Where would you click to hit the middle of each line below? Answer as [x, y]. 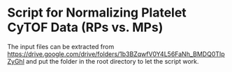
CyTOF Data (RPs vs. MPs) [85, 27]
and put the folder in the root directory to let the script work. [112, 61]
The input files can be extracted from [61, 46]
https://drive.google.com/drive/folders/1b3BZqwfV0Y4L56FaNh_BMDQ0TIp [116, 54]
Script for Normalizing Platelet [97, 13]
